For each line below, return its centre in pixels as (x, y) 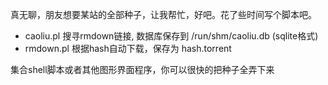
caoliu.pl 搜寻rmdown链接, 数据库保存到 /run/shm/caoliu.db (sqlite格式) (171, 36)
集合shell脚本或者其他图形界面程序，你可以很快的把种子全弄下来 (142, 69)
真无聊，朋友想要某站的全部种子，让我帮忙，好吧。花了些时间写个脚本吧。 (163, 14)
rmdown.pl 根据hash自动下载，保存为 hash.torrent (128, 48)
